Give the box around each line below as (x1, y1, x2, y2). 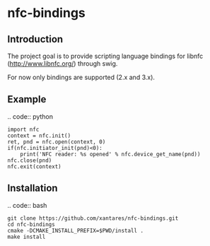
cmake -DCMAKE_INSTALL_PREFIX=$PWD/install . (7, 227, 144, 234)
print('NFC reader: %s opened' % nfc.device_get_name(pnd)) (20, 151, 201, 158)
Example (7, 93, 47, 105)
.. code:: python (7, 112, 54, 121)
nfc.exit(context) (7, 163, 62, 170)
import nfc (7, 126, 40, 133)
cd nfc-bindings (7, 221, 55, 228)
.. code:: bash (7, 201, 47, 209)
